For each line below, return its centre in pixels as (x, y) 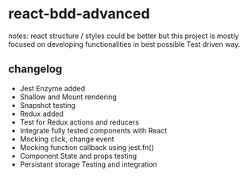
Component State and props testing (78, 156)
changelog (35, 69)
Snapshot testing (47, 105)
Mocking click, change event (67, 139)
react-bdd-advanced (79, 14)
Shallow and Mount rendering (68, 97)
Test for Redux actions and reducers (79, 122)
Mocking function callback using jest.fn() (87, 147)
